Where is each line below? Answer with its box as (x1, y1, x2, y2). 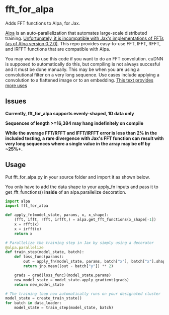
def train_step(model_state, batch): (5, 250, 84, 255)
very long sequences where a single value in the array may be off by (5, 140, 151, 146)
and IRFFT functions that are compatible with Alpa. (5, 46, 111, 52)
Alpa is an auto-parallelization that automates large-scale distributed (5, 30, 147, 36)
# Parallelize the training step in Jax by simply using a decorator (5, 240, 154, 245)
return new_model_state (14, 282, 64, 287)
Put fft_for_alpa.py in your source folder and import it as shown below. (5, 174, 150, 180)
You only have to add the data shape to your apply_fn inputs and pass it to (5, 184, 158, 190)
